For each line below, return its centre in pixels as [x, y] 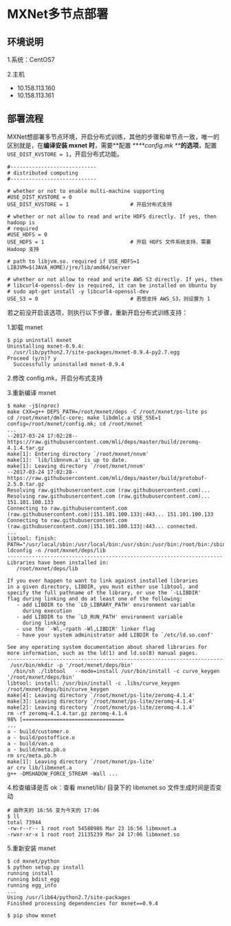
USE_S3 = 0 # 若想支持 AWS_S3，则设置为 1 [109, 299]
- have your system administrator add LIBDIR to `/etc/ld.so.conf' [115, 635]
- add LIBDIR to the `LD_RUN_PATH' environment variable [100, 617]
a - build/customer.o [38, 732]
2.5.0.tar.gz [26, 484]
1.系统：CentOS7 [31, 60]
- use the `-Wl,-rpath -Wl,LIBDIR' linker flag [86, 629]
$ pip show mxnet [32, 915]
